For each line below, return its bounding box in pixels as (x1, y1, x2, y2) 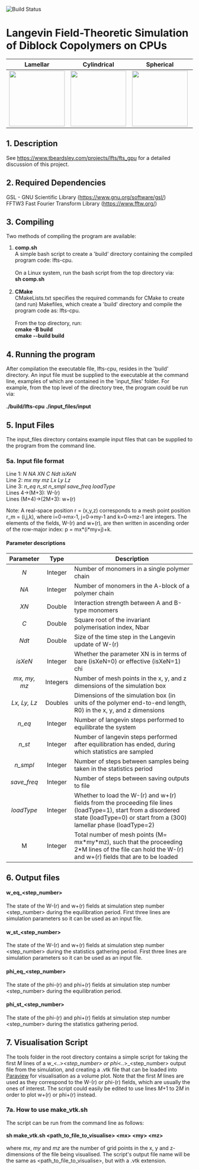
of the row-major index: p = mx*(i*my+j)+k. (6, 526, 112, 533)
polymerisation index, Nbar (73, 623, 149, 631)
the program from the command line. (6, 442, 96, 449)
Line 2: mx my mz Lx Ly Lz (6, 477, 71, 484)
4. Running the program (6, 350, 96, 360)
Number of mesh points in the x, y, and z (73, 674, 187, 682)
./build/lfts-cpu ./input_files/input (6, 403, 91, 410)
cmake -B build (14, 326, 53, 333)
